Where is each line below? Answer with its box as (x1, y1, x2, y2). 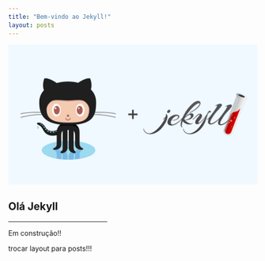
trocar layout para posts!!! (8, 244, 93, 253)
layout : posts (8, 21, 55, 29)
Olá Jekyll (8, 200, 59, 214)
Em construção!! (8, 228, 62, 237)
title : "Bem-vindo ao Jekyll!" (8, 13, 112, 21)
